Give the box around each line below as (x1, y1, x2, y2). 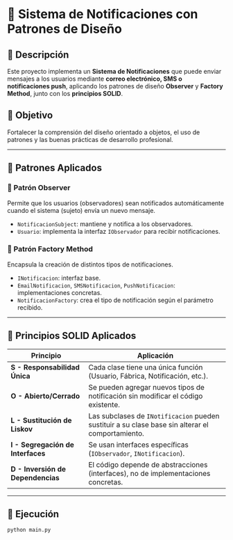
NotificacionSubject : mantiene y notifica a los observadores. (17, 219, 193, 228)
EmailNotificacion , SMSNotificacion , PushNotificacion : (17, 281, 175, 289)
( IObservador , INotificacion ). (88, 448, 185, 458)
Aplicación (137, 351, 174, 360)
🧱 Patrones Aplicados (7, 162, 103, 174)
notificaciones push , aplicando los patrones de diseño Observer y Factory (7, 82, 223, 90)
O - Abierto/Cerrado (10, 391, 80, 401)
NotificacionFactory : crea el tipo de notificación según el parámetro (17, 296, 214, 304)
